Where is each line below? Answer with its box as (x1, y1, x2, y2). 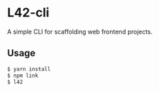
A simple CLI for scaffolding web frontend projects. (7, 27, 153, 36)
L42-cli (7, 5, 50, 21)
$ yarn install (7, 65, 51, 73)
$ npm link (7, 72, 39, 79)
